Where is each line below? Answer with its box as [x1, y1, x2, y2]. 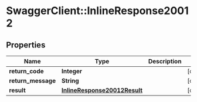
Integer [61, 67, 83, 75]
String [61, 77, 79, 84]
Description [148, 57, 182, 65]
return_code [9, 67, 44, 75]
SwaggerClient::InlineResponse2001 [6, 4, 189, 18]
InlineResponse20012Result [61, 86, 142, 94]
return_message [9, 77, 56, 84]
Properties [6, 40, 46, 50]
